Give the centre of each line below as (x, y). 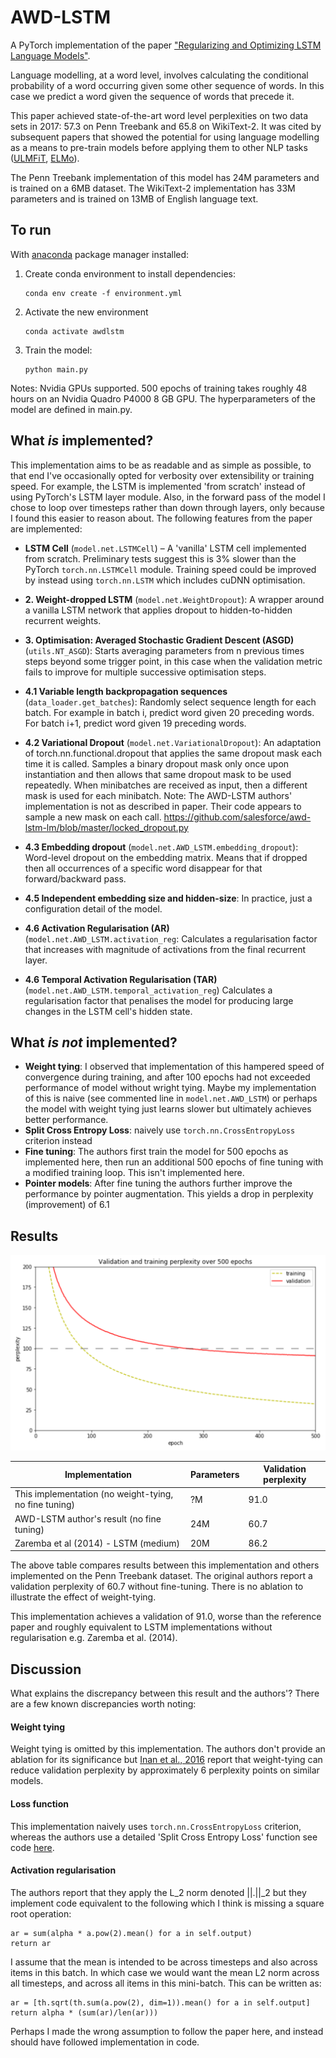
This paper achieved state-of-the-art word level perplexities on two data (159, 115)
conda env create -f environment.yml (103, 293)
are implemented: (46, 528)
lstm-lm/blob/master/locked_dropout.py (106, 827)
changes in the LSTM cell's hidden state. (108, 1011)
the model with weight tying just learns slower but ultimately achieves (168, 1109)
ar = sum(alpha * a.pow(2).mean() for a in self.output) (131, 1933)
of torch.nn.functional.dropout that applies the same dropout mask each (173, 753)
